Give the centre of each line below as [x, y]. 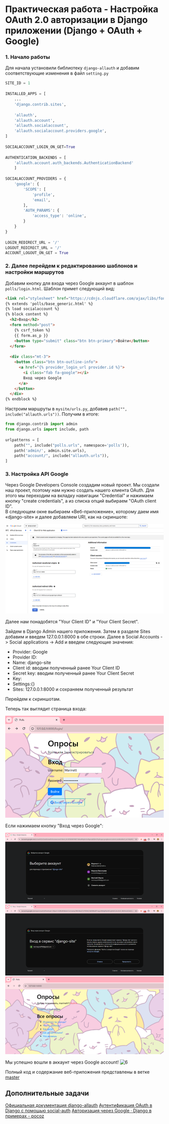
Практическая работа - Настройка [82, 9]
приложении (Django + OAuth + [74, 31]
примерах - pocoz [25, 1116]
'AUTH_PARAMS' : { [41, 211]
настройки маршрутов [35, 272]
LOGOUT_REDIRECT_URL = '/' [33, 248]
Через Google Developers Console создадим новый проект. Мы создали [82, 485]
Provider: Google [30, 652]
